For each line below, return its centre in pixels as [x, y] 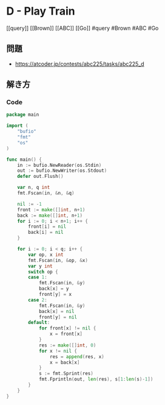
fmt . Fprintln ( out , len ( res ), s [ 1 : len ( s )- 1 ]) [96, 379]
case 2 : [38, 300]
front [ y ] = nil [58, 317]
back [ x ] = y [54, 289]
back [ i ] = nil [46, 233]
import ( [17, 126]
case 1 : [38, 277]
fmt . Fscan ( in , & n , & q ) [46, 193]
